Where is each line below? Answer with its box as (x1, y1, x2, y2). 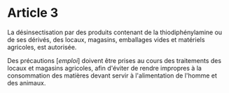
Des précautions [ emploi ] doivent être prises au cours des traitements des (7, 56, 222, 64)
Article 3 (7, 5, 59, 21)
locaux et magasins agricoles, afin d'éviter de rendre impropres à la (7, 64, 202, 72)
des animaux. (7, 78, 46, 87)
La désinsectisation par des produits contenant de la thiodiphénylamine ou (7, 28, 223, 36)
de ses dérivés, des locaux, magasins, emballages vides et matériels (7, 35, 205, 43)
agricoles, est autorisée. (7, 43, 77, 51)
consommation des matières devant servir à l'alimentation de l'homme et (7, 71, 217, 80)
